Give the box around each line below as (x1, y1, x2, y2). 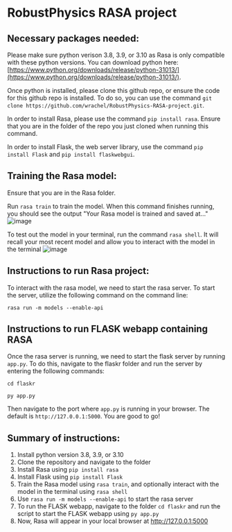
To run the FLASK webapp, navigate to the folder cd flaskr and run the (17, 502, 221, 510)
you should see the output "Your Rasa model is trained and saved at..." (7, 209, 208, 218)
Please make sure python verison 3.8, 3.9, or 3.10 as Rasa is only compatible (7, 51, 225, 59)
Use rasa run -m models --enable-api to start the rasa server (17, 495, 194, 504)
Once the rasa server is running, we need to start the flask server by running (7, 352, 226, 361)
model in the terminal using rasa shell (17, 488, 128, 496)
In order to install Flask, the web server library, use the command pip (7, 143, 204, 151)
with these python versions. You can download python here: (7, 58, 179, 67)
